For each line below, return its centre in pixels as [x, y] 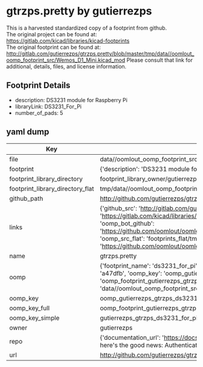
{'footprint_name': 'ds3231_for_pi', [149, 265]
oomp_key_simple [34, 317]
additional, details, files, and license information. [66, 66]
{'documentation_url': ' [132, 337]
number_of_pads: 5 [39, 112]
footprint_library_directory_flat [52, 189]
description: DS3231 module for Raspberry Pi [71, 100]
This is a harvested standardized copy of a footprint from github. [87, 28]
